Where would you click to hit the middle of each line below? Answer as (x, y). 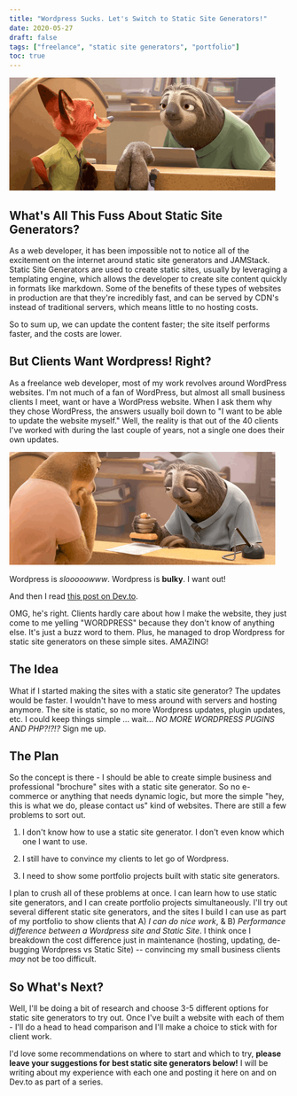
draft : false (33, 37)
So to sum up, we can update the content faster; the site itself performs (140, 324)
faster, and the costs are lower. (66, 333)
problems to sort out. (47, 815)
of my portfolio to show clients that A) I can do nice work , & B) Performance (148, 921)
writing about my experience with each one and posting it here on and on (143, 1073)
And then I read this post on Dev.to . (74, 596)
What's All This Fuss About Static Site (116, 216)
